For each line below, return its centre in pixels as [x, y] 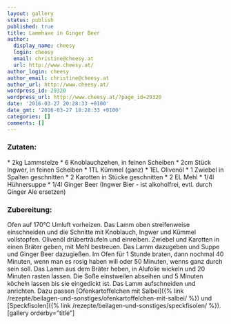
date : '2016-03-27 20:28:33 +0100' [58, 104]
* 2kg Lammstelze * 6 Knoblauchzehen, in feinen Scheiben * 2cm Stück [109, 162]
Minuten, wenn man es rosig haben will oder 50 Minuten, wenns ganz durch [115, 262]
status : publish [30, 20]
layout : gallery [30, 13]
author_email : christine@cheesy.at [58, 78]
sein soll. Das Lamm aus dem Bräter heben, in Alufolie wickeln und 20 [106, 269]
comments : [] [26, 123]
